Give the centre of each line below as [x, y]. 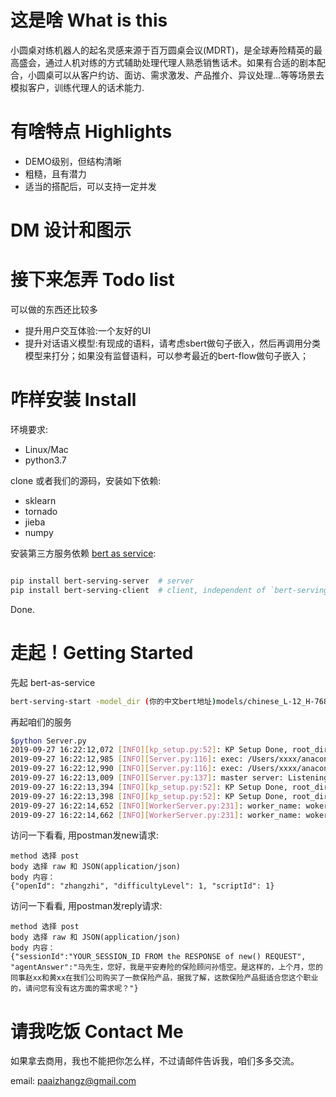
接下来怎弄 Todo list [92, 280]
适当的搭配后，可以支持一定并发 [90, 186]
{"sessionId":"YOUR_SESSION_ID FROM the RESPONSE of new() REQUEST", [158, 957]
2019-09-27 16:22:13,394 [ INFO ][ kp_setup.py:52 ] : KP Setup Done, [149, 787]
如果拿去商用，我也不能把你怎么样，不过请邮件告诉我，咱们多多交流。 [155, 1061]
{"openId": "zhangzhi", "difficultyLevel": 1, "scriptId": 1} [142, 886]
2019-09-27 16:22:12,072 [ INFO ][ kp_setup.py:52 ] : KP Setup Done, [149, 750]
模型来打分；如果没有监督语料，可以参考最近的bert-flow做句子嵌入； [166, 355]
